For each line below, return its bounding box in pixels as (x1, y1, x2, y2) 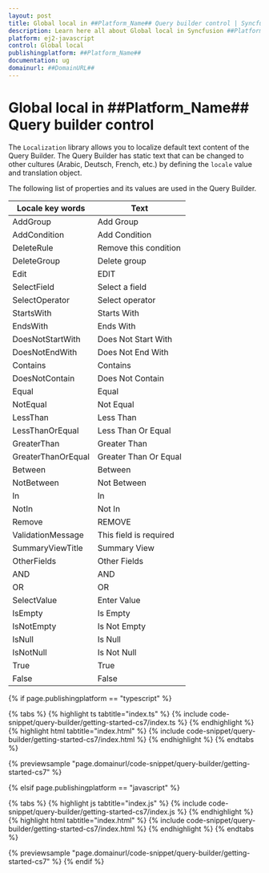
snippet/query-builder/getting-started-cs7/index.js (8, 806, 175, 816)
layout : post (8, 11, 52, 20)
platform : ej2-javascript (8, 34, 94, 43)
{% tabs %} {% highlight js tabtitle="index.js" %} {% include (8, 798, 207, 808)
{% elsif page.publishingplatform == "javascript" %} (8, 782, 180, 792)
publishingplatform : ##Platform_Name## (8, 49, 142, 57)
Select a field (97, 281, 147, 292)
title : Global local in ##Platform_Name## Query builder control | (8, 19, 239, 27)
